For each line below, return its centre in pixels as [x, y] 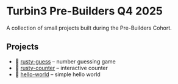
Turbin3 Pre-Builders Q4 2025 [84, 11]
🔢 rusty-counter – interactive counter [62, 68]
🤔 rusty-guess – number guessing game [65, 61]
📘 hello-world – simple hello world [58, 74]
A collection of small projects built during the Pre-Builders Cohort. [89, 28]
